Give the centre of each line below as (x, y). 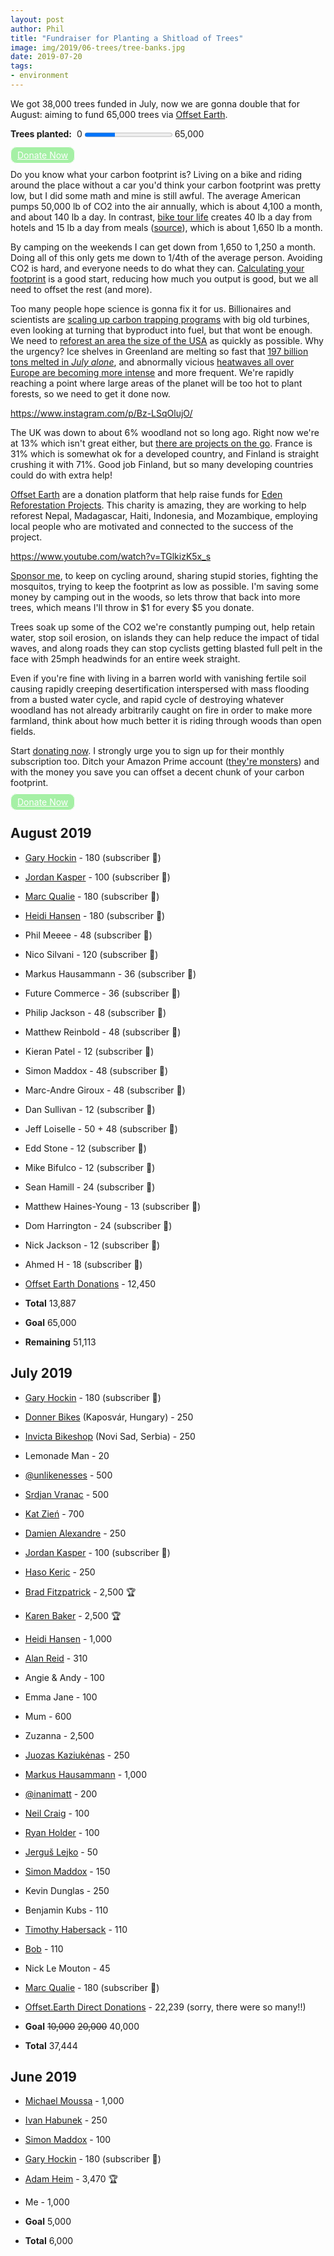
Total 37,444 (51, 2045)
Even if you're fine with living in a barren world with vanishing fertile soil (158, 678)
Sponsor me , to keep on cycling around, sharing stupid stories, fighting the (164, 575)
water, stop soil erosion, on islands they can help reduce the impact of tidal (165, 637)
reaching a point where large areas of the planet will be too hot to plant (156, 383)
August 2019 (51, 833)
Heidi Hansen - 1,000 (68, 1638)
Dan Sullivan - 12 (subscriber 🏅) (90, 1109)
